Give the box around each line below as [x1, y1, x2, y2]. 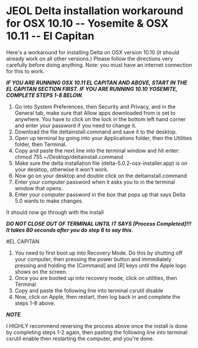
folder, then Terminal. [14, 141, 67, 148]
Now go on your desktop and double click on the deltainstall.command [14, 172, 187, 179]
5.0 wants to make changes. [14, 197, 84, 204]
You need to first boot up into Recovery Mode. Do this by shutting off [14, 249, 183, 256]
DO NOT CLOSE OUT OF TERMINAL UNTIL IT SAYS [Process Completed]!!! [6, 220, 192, 227]
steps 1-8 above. [14, 300, 56, 307]
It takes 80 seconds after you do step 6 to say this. [6, 226, 134, 233]
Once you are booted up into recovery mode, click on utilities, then [14, 274, 177, 281]
